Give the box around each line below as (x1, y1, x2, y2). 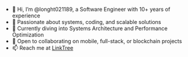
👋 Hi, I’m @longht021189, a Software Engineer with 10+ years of (11, 6, 170, 13)
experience (11, 12, 41, 19)
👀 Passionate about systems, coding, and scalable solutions (11, 19, 161, 25)
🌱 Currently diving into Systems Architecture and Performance (11, 25, 168, 32)
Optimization (11, 31, 44, 38)
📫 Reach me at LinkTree (11, 44, 74, 51)
